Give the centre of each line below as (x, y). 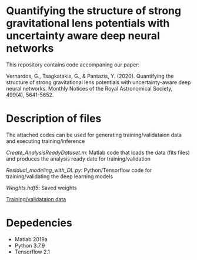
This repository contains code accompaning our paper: (73, 64)
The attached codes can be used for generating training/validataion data (94, 135)
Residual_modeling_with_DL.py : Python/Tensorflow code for (79, 170)
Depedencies (39, 223)
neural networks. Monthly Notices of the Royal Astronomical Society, (89, 88)
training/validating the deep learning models (60, 176)
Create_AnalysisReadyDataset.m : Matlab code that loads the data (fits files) (98, 152)
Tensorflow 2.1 (32, 252)
